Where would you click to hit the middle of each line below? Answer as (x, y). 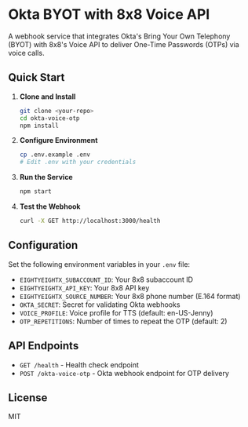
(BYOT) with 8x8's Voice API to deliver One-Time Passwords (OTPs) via (124, 44)
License (28, 398)
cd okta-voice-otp (49, 118)
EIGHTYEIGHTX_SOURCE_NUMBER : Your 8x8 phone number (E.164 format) (130, 296)
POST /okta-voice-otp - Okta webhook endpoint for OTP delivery (124, 373)
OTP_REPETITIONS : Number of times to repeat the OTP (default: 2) (123, 321)
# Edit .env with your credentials (78, 162)
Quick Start (36, 77)
